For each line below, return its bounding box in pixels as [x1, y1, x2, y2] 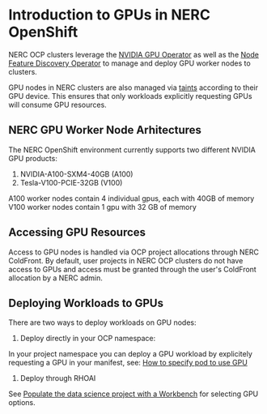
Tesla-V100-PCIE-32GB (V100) [19, 177, 123, 187]
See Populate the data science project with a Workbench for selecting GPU [8, 389, 259, 399]
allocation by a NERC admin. [8, 273, 104, 283]
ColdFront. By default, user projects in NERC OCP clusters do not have [8, 255, 244, 265]
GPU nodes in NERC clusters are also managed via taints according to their [8, 83, 259, 92]
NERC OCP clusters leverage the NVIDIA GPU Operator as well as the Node [8, 49, 259, 59]
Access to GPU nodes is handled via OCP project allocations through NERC [8, 247, 260, 257]
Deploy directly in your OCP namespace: [19, 334, 156, 344]
